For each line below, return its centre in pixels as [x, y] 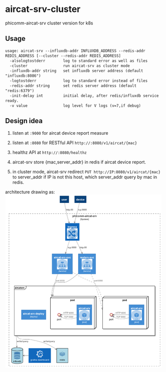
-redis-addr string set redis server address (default [73, 86]
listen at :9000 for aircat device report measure [60, 133]
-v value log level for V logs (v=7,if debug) [75, 106]
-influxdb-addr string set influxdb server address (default [76, 71]
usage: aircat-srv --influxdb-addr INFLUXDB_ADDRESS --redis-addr [75, 51]
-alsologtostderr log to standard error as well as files [79, 61]
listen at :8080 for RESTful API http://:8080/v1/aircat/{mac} [75, 143]
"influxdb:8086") [23, 76]
